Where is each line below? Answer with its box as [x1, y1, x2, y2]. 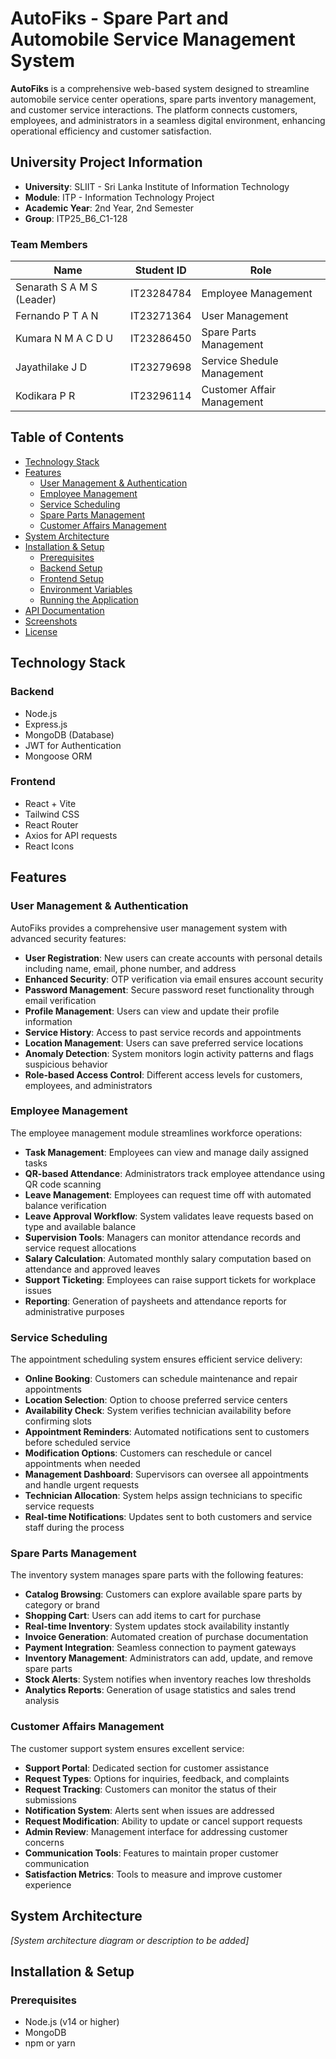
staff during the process [24, 1522, 125, 1534]
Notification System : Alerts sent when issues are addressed [24, 1804, 275, 1816]
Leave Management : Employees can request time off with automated [24, 1188, 312, 1201]
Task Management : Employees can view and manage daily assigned [24, 1146, 309, 1158]
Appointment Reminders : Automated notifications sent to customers [24, 1426, 310, 1438]
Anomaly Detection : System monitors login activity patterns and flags [24, 1047, 314, 1059]
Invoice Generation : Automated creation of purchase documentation [24, 1631, 309, 1643]
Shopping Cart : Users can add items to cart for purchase [24, 1610, 262, 1622]
